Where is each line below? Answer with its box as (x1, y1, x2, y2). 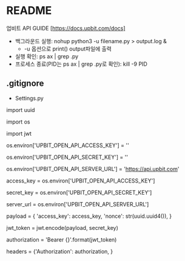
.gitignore (6, 78, 44, 89)
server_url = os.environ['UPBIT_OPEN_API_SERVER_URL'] (6, 200, 149, 207)
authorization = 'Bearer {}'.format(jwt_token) (6, 235, 117, 243)
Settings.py (15, 94, 44, 102)
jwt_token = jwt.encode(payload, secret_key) (6, 224, 118, 231)
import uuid (6, 106, 35, 113)
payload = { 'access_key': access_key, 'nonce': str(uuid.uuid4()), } (6, 212, 172, 220)
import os (6, 118, 30, 125)
